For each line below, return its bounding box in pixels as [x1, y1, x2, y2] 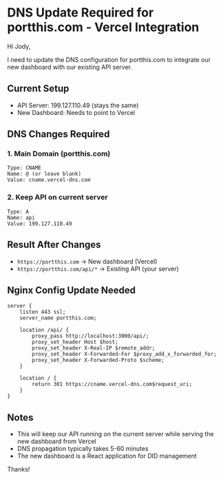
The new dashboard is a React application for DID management [17, 452, 198, 460]
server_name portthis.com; [19, 315, 97, 321]
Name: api [7, 214, 36, 221]
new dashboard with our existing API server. [7, 63, 133, 71]
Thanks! [7, 465, 30, 473]
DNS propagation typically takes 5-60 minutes [17, 445, 149, 453]
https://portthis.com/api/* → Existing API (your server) [17, 264, 179, 273]
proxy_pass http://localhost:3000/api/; [32, 332, 149, 340]
